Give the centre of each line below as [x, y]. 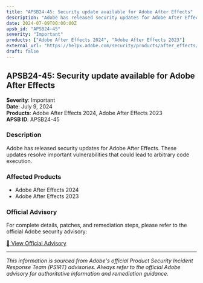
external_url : [24, 46]
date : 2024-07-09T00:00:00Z [42, 23]
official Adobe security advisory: [47, 231]
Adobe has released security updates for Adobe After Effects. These [92, 148]
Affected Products [34, 176]
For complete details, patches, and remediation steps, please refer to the [97, 225]
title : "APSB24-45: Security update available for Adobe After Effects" [100, 12]
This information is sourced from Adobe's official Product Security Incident [100, 261]
